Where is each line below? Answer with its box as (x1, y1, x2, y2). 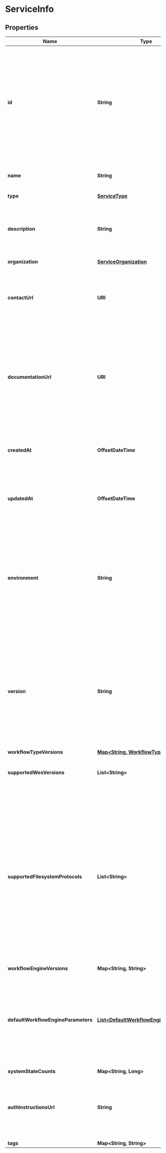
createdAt (7, 447, 32, 453)
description (7, 226, 36, 232)
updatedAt (7, 495, 34, 502)
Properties (5, 23, 39, 32)
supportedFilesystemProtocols (7, 873, 83, 880)
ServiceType (97, 192, 127, 199)
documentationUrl (7, 373, 52, 380)
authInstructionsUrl (7, 1104, 55, 1110)
